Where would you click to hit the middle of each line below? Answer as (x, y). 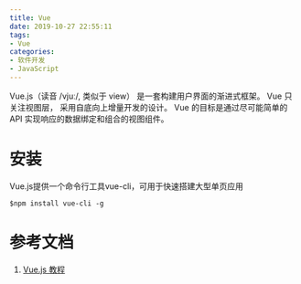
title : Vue (30, 18)
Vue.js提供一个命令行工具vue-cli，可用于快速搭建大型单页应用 (127, 186)
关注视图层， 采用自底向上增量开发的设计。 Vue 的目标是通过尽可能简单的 (149, 107)
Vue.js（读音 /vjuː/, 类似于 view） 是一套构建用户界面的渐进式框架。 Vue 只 (151, 96)
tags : (20, 35)
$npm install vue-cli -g (57, 203)
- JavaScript (34, 69)
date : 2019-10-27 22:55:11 (61, 26)
